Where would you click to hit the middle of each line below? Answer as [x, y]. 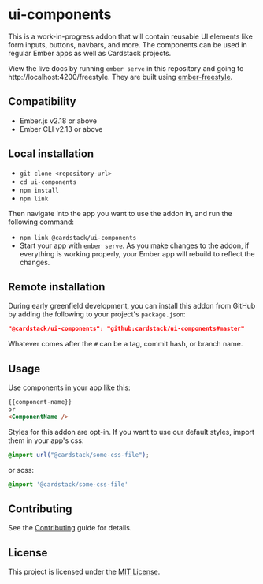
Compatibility [42, 101]
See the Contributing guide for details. [70, 528]
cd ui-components [48, 182]
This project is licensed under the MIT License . [84, 572]
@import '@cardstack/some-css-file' [68, 484]
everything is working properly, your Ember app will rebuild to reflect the [137, 253]
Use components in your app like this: [69, 387]
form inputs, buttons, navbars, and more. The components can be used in [128, 44]
